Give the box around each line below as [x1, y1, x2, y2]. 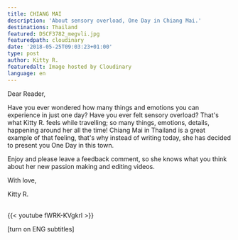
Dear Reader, [7, 89, 46, 98]
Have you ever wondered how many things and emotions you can [7, 103, 200, 111]
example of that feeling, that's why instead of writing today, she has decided [7, 133, 231, 142]
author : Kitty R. [7, 57, 59, 64]
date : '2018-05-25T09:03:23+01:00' [7, 43, 113, 50]
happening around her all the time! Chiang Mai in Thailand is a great [7, 126, 206, 134]
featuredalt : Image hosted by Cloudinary [7, 63, 132, 70]
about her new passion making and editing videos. [7, 162, 155, 170]
